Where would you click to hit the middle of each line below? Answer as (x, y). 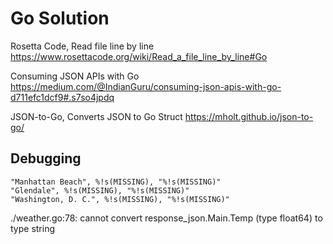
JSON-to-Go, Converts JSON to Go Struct (96, 116)
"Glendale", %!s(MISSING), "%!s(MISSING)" (100, 190)
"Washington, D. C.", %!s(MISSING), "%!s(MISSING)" (120, 199)
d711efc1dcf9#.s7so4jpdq (62, 97)
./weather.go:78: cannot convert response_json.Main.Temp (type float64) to (166, 218)
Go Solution (60, 18)
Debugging (46, 158)
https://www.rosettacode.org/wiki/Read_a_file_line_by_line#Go (139, 56)
